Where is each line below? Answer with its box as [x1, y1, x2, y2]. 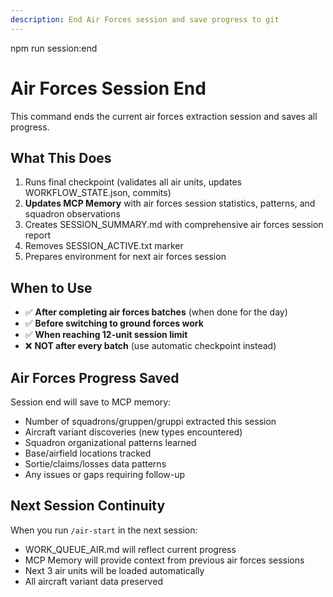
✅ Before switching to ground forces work [24, 317, 204, 330]
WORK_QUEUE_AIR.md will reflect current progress [24, 543, 237, 555]
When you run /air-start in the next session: [10, 524, 198, 536]
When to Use [10, 279, 93, 296]
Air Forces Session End [10, 77, 207, 100]
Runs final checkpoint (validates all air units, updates [24, 176, 242, 188]
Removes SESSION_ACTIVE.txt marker [24, 240, 184, 252]
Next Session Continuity [10, 497, 166, 515]
